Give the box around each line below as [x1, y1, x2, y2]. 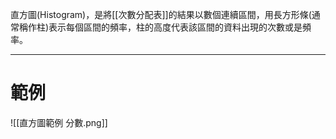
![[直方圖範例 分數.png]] [10, 116, 108, 128]
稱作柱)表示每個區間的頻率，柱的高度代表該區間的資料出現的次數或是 [18, 21, 303, 33]
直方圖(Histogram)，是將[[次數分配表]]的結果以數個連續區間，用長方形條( [10, 9, 312, 20]
